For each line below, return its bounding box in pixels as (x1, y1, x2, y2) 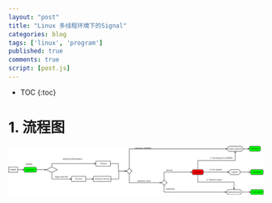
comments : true (8, 56, 60, 64)
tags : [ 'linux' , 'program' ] (8, 39, 104, 47)
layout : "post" (8, 13, 60, 21)
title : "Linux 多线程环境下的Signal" (8, 21, 127, 30)
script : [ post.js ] (8, 65, 70, 73)
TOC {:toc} (19, 87, 57, 97)
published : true (8, 47, 63, 56)
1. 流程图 (8, 118, 66, 137)
